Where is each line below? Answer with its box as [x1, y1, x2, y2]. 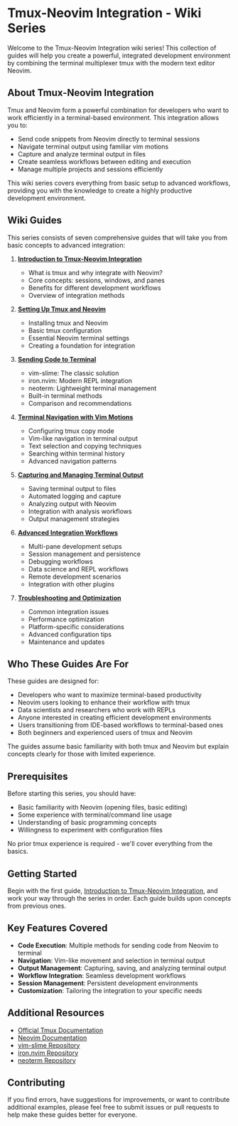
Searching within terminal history [28, 449, 126, 458]
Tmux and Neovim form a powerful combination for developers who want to [7, 105, 229, 114]
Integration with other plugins [28, 579, 115, 588]
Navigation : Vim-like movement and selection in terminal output [17, 956, 205, 965]
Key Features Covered [7, 922, 108, 934]
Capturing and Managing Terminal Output [17, 471, 144, 479]
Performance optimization [28, 615, 105, 623]
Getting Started [7, 867, 77, 879]
